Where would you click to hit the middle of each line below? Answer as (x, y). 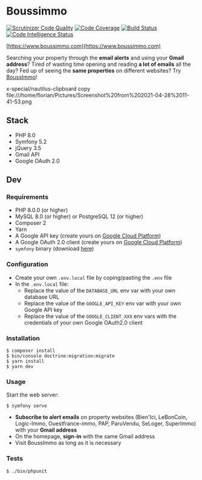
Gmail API (27, 154)
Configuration (27, 264)
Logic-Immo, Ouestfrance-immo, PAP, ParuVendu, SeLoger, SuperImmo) (106, 424)
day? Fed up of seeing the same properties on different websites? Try (94, 70)
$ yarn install (25, 362)
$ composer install (31, 351)
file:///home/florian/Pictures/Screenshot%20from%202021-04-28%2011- (98, 95)
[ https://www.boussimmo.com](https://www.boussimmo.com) (84, 46)
